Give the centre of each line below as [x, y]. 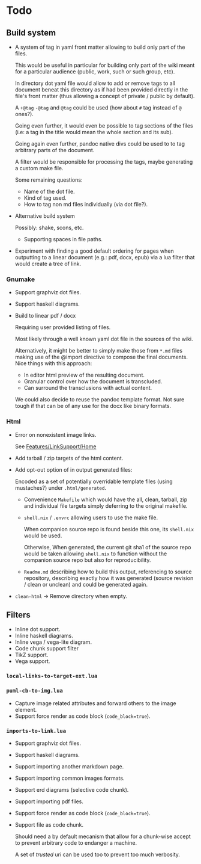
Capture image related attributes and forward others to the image [95, 703]
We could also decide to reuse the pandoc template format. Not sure [100, 400]
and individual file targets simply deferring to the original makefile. [106, 505]
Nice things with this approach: [53, 363]
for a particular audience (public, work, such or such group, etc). [95, 72]
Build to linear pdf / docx [45, 316]
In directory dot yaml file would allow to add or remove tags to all [95, 83]
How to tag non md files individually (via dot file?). [86, 204]
